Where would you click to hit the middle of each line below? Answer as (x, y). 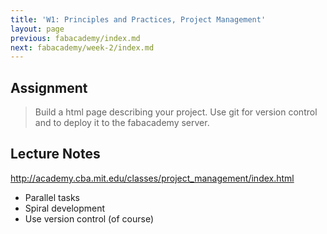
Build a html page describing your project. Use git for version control (176, 112)
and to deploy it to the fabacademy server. (122, 123)
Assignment (49, 87)
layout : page (37, 29)
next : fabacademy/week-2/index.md (82, 47)
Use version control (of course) (89, 218)
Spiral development (65, 208)
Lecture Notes (55, 154)
